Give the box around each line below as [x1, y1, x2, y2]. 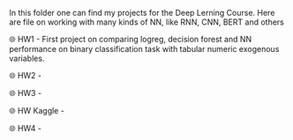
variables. [9, 53, 45, 63]
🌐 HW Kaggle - [9, 106, 64, 115]
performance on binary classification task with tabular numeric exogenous [9, 44, 280, 54]
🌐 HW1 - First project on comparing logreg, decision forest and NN [9, 34, 252, 44]
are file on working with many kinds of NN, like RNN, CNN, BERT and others [9, 17, 284, 27]
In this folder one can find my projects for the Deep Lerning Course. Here [9, 8, 275, 18]
